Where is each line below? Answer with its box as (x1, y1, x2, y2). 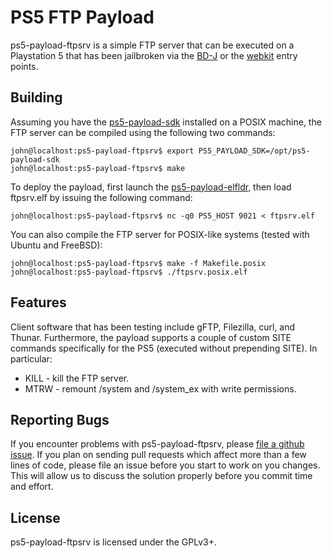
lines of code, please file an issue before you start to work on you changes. (10, 459, 321, 471)
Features (10, 294, 67, 311)
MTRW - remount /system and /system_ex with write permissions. (24, 382, 297, 395)
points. (10, 60, 39, 72)
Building (10, 89, 63, 106)
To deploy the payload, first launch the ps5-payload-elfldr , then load (10, 181, 292, 193)
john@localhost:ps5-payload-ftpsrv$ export (10, 146, 195, 156)
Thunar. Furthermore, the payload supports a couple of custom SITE (10, 331, 292, 343)
